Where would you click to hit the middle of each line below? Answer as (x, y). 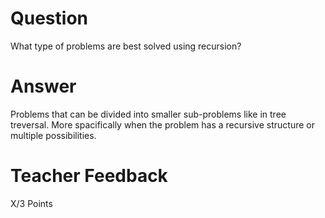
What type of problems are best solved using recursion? (126, 46)
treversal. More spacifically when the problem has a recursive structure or (162, 124)
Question (49, 18)
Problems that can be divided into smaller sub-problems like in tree (148, 114)
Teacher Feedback (89, 176)
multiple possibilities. (53, 135)
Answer (43, 86)
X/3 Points (31, 203)
